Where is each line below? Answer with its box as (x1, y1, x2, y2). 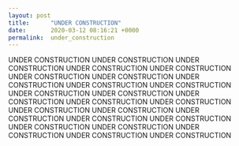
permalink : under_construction (8, 33, 114, 42)
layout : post (8, 11, 51, 20)
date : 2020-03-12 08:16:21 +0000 (8, 26, 140, 34)
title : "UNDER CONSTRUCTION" (8, 19, 122, 27)
